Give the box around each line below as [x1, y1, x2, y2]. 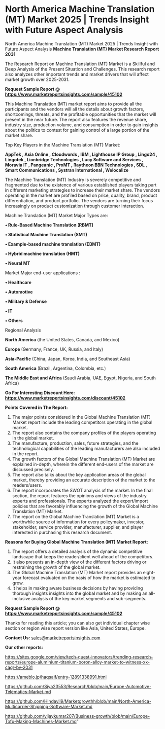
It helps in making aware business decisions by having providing [12, 585, 143, 591]
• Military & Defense [5, 298, 47, 304]
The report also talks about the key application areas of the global [12, 472, 146, 477]
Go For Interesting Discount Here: [5, 390, 75, 396]
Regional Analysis [5, 327, 41, 333]
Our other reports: [5, 644, 43, 650]
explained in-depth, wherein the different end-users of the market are [12, 461, 154, 467]
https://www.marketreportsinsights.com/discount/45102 [5, 395, 126, 401]
